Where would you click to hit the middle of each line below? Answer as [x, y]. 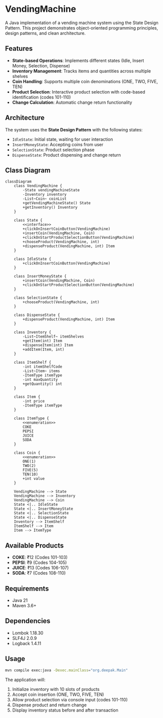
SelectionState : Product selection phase [53, 150]
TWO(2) [29, 466]
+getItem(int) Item [43, 341]
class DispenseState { [37, 315]
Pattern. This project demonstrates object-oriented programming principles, [81, 28]
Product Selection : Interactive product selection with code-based [79, 92]
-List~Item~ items [41, 371]
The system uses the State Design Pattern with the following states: [74, 129]
